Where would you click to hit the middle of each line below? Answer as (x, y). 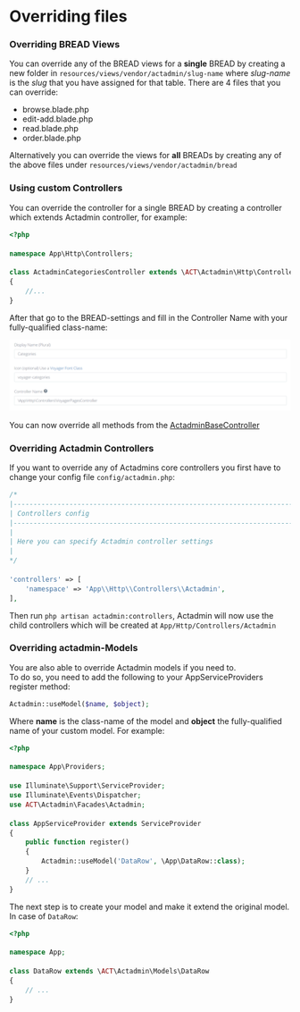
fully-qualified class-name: (58, 327)
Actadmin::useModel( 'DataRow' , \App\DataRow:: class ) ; (143, 861)
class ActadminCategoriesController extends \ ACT (104, 273)
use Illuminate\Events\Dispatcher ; (75, 796)
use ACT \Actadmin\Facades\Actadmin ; (77, 805)
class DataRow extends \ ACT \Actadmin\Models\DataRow (109, 972)
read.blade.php (50, 129)
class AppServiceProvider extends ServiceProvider (105, 823)
